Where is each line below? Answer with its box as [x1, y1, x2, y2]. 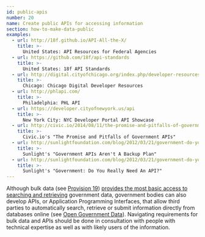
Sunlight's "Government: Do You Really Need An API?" [22, 168, 163, 174]
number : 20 [6, 15, 34, 21]
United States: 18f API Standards [22, 65, 111, 72]
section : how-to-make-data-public [6, 26, 95, 32]
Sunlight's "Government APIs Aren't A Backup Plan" [22, 151, 157, 157]
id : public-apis [6, 9, 48, 15]
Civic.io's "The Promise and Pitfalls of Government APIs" [22, 134, 176, 140]
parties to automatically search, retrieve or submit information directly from [6, 204, 195, 211]
